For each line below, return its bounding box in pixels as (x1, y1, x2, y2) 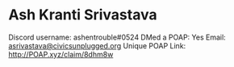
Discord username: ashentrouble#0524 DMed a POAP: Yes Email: (8, 32, 226, 42)
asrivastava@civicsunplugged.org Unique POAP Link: (8, 40, 186, 50)
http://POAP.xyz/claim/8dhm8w (8, 49, 114, 59)
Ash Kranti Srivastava (8, 6, 157, 24)
